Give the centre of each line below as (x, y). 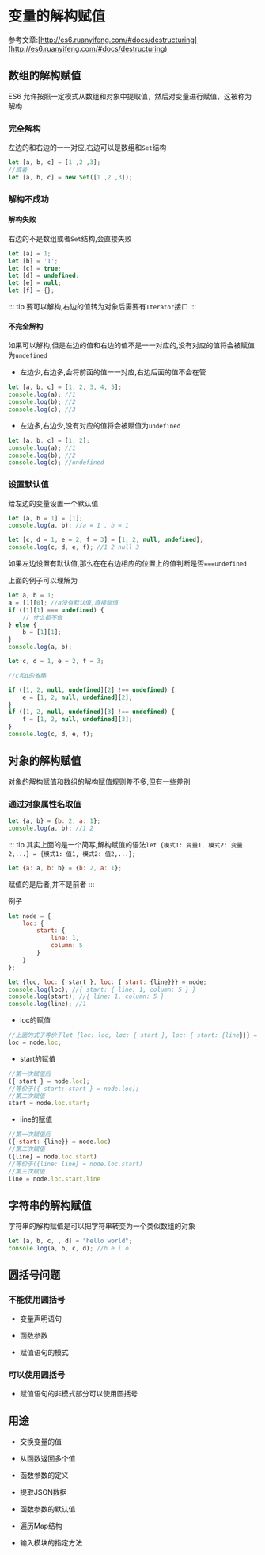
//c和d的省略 (27, 675)
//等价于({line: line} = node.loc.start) (76, 1164)
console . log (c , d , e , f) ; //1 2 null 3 (74, 547)
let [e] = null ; (35, 283)
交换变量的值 (40, 1442)
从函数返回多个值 (47, 1458)
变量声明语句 (40, 1319)
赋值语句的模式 (44, 1352)
